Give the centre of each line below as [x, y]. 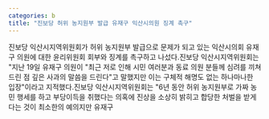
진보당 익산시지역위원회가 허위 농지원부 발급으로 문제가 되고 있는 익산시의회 [126, 47]
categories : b [32, 16]
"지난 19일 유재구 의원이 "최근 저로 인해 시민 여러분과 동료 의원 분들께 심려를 [127, 67]
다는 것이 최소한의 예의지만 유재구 [61, 107]
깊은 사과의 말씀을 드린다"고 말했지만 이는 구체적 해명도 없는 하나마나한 [143, 77]
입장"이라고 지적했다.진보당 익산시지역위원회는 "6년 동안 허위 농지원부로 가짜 [128, 87]
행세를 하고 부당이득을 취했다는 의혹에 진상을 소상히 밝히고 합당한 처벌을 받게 [137, 97]
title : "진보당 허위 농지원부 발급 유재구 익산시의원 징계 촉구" [100, 23]
